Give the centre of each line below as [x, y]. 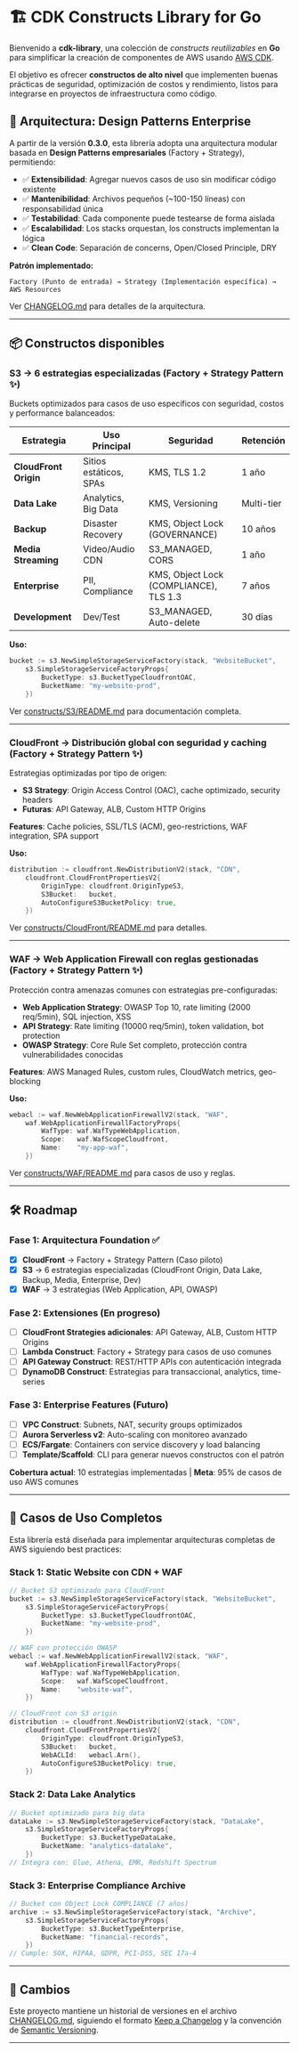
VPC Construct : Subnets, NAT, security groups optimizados [132, 1424]
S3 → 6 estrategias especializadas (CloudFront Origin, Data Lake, [142, 1269]
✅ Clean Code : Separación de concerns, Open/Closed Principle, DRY [149, 247]
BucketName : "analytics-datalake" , [107, 1846]
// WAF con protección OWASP [63, 1648]
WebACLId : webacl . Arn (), [91, 1755]
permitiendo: [32, 162]
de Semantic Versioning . [54, 2030]
